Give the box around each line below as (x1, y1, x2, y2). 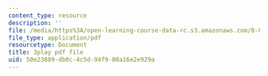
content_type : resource (8, 11, 88, 20)
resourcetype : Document (8, 41, 88, 49)
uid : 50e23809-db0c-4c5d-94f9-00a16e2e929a (8, 56, 156, 64)
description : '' (8, 19, 62, 27)
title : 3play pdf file (8, 48, 84, 56)
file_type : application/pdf (8, 33, 102, 42)
